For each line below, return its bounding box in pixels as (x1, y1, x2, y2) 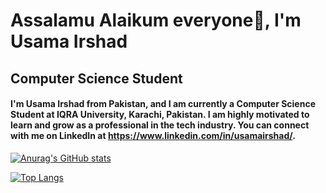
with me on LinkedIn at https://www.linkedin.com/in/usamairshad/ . (10, 130, 296, 142)
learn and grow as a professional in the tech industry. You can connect (10, 119, 310, 131)
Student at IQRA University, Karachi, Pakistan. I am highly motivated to (10, 109, 310, 121)
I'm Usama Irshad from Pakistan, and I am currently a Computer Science (10, 98, 316, 110)
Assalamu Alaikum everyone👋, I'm (10, 9, 302, 32)
